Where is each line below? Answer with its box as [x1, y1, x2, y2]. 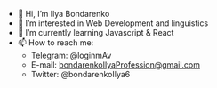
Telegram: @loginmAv [30, 50, 112, 60]
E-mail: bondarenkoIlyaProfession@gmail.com [30, 60, 200, 70]
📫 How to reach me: [17, 37, 94, 48]
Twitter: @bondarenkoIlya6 [30, 69, 131, 79]
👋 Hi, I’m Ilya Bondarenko [17, 9, 110, 19]
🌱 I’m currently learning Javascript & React [17, 28, 174, 37]
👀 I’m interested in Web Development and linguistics [17, 18, 209, 28]
